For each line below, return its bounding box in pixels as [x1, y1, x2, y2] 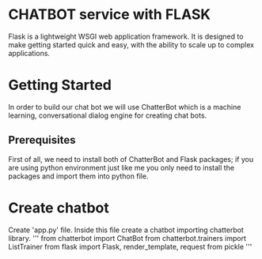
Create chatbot [8, 199, 109, 216]
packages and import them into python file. [8, 171, 149, 181]
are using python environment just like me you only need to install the [8, 163, 235, 172]
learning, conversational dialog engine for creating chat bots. [8, 111, 207, 120]
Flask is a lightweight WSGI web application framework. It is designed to [8, 32, 244, 41]
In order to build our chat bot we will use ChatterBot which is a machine [8, 102, 241, 111]
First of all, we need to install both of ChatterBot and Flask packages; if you [8, 154, 254, 163]
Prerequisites [8, 133, 76, 147]
